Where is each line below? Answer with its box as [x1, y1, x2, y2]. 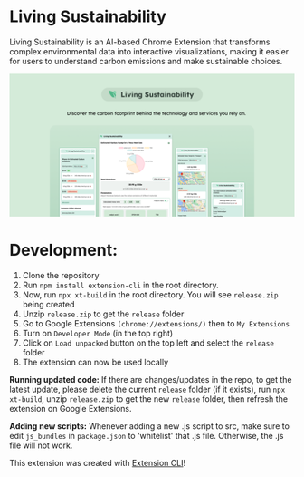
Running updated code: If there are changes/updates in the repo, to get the [9, 374, 292, 385]
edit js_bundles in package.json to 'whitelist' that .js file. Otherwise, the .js [9, 430, 284, 441]
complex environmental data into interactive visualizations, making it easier [9, 45, 290, 56]
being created [22, 298, 75, 309]
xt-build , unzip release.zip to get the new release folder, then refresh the [9, 393, 288, 404]
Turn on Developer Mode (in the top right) [22, 327, 174, 338]
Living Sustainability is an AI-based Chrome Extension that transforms [9, 36, 271, 47]
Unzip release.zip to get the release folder [22, 308, 185, 319]
